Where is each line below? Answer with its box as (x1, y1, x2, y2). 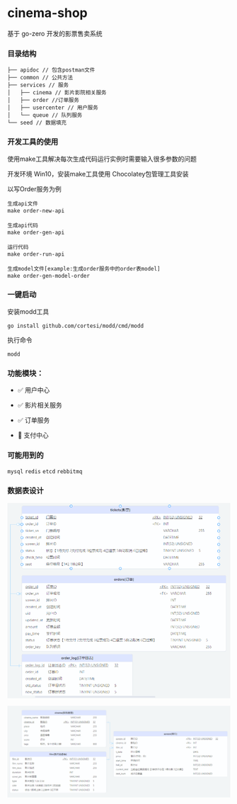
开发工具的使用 (7, 137, 59, 147)
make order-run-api (7, 250, 65, 258)
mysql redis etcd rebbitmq (7, 468, 83, 475)
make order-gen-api (7, 229, 65, 236)
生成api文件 (7, 200, 39, 207)
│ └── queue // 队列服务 (7, 112, 83, 119)
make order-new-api (7, 207, 65, 214)
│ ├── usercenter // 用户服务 (7, 104, 99, 111)
